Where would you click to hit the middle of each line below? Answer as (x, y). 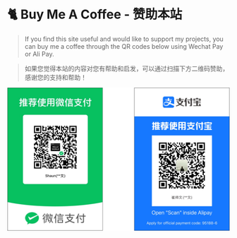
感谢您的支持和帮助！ (55, 77)
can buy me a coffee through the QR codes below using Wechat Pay (124, 46)
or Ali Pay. (39, 54)
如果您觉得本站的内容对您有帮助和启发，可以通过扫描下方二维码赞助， (127, 69)
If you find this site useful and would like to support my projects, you (124, 39)
